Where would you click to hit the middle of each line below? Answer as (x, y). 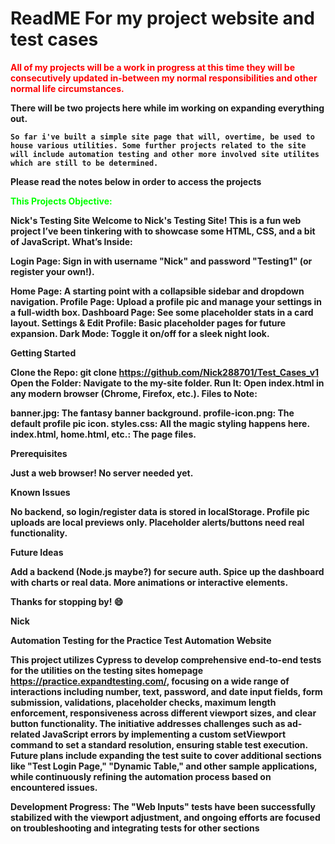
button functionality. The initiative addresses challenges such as (148, 723)
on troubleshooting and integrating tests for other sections (135, 828)
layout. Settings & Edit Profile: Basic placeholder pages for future (148, 323)
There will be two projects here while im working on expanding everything (167, 108)
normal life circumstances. (67, 88)
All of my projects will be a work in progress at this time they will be (152, 67)
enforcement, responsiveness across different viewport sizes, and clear (163, 713)
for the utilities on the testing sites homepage (106, 670)
